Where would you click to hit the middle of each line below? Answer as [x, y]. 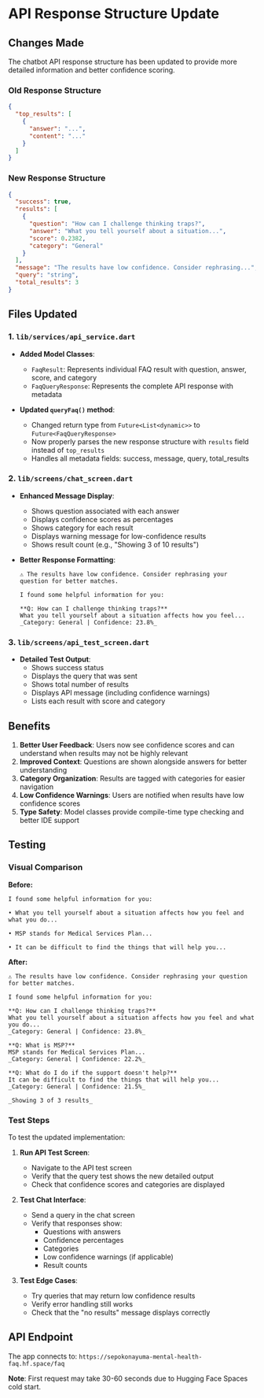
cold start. [25, 1386]
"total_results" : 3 [47, 283]
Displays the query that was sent [84, 676]
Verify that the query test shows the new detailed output [123, 1176]
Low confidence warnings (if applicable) [108, 1256]
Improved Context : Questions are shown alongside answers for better [133, 762]
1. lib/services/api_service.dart [72, 337]
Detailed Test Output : [55, 659]
